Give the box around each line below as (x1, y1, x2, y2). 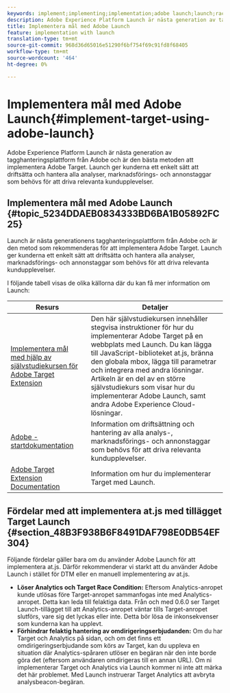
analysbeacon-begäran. (16, 678, 85, 686)
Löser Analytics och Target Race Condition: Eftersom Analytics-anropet (16, 583, 223, 592)
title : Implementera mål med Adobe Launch (7, 23, 130, 29)
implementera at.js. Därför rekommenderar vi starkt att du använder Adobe (7, 563, 218, 571)
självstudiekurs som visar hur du (90, 383, 195, 392)
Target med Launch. (90, 477, 155, 487)
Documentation (10, 482, 60, 492)
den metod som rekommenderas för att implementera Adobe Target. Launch (7, 244, 222, 252)
